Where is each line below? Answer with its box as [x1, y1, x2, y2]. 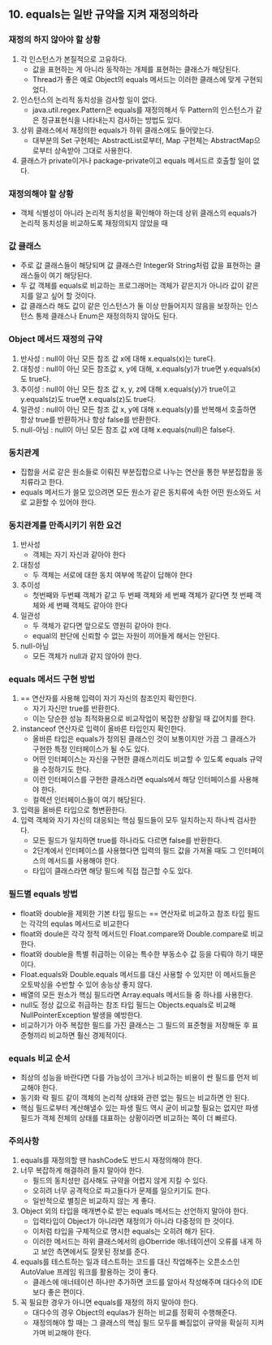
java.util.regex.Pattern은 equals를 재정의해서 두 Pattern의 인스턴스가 [32, 105, 254, 115]
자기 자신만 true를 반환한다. [32, 703, 120, 713]
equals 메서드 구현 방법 [8, 673, 96, 685]
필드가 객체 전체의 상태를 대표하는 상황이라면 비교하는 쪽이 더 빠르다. [19, 1114, 237, 1123]
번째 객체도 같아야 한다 [56, 600, 128, 611]
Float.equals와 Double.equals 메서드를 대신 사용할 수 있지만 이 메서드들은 [19, 969, 257, 979]
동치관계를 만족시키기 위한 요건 [8, 519, 122, 530]
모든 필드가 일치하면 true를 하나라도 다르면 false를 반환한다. [32, 836, 222, 845]
